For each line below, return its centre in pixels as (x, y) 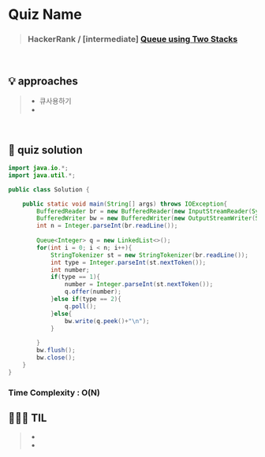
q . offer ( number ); (93, 292)
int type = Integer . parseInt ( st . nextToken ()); (128, 262)
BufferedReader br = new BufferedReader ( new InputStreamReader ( (144, 211)
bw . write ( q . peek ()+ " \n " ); (107, 321)
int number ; (70, 269)
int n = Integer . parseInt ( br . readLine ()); (107, 226)
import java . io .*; (38, 168)
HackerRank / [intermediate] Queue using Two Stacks (132, 39)
